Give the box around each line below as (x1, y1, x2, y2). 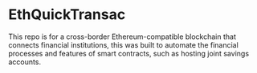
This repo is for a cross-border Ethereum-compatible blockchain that (8, 32, 237, 41)
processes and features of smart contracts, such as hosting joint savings (8, 48, 250, 58)
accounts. (8, 57, 42, 67)
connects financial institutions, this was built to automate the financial (8, 40, 239, 49)
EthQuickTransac (8, 6, 126, 24)
